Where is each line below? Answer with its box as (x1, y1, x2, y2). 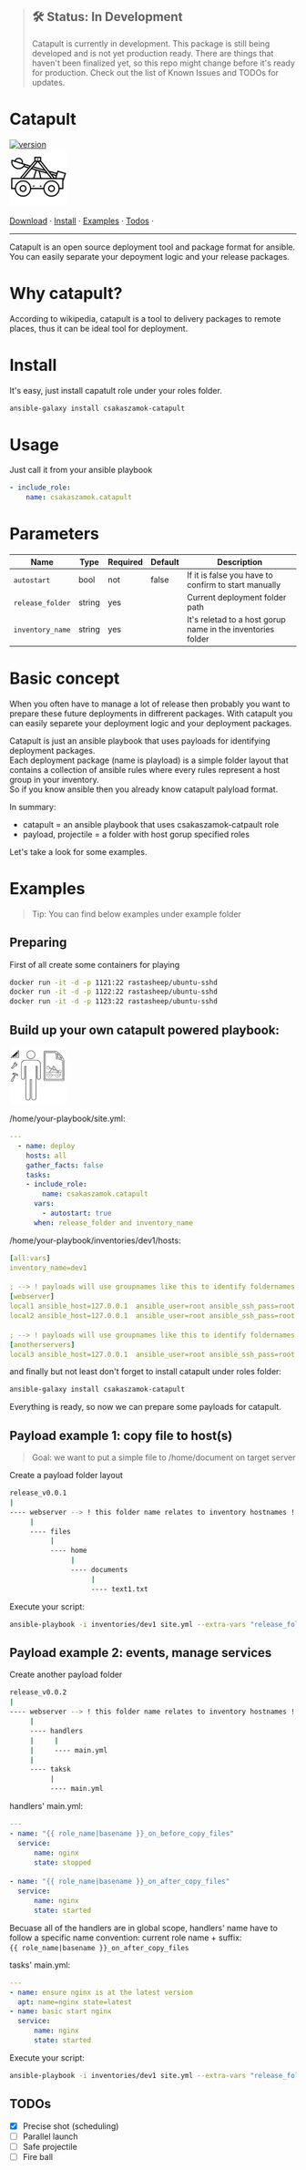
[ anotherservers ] (9, 1340, 76, 1349)
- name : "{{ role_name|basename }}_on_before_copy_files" (9, 1828, 234, 1838)
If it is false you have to (186, 570, 273, 581)
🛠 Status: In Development (31, 9, 183, 25)
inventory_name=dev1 (9, 1263, 88, 1272)
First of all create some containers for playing (9, 959, 180, 970)
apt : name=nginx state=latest (17, 1997, 132, 2007)
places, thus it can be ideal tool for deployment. (9, 323, 189, 334)
